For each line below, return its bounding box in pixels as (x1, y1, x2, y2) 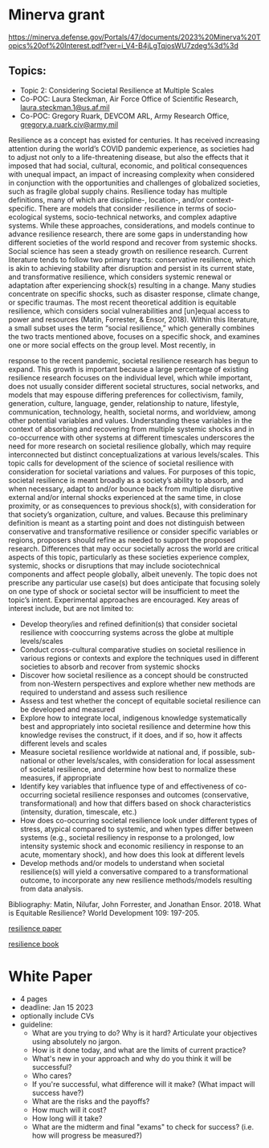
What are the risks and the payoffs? (31, 1096, 150, 1106)
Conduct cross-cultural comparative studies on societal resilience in (19, 645, 247, 654)
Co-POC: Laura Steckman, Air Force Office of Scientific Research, (19, 94, 238, 104)
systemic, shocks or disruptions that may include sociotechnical (8, 560, 221, 570)
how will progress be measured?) (31, 1130, 143, 1140)
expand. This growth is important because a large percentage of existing (8, 364, 249, 374)
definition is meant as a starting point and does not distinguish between (8, 518, 245, 527)
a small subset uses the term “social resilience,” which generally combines (8, 323, 255, 333)
